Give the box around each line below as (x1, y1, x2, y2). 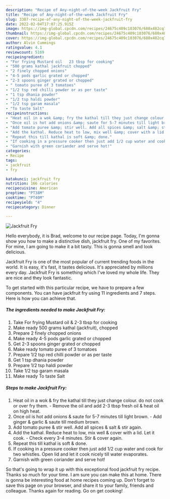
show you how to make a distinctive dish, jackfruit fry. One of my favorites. (6, 238, 161, 244)
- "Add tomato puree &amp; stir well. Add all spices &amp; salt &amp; (6, 125, 159, 130)
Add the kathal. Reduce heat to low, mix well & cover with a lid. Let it (13, 430, 155, 436)
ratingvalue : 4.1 (6, 45, 42, 50)
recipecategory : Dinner (6, 204, 56, 210)
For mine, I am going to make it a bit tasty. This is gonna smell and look (6, 243, 153, 249)
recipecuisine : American (6, 186, 58, 191)
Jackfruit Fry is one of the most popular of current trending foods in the (6, 258, 154, 264)
